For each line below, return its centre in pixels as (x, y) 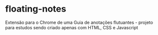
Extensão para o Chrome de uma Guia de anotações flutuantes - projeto (79, 22)
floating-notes (36, 9)
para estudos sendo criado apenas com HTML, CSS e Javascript (72, 27)
